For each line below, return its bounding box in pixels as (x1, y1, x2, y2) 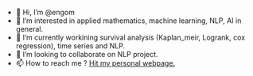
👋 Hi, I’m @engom (15, 8, 76, 17)
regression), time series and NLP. (15, 41, 126, 51)
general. (15, 25, 44, 33)
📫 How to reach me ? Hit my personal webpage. (15, 59, 176, 67)
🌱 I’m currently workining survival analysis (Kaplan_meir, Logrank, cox (15, 32, 245, 42)
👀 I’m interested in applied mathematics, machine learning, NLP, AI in (15, 16, 242, 25)
